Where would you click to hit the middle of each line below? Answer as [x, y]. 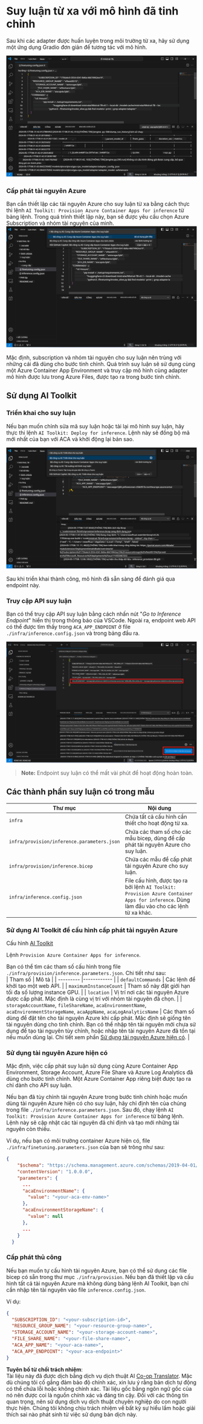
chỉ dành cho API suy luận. [39, 1085]
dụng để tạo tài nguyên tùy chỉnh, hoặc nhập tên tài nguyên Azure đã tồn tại [101, 1031]
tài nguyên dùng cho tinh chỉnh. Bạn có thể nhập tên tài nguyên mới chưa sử [101, 1024]
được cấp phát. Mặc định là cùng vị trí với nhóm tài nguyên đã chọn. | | [94, 999]
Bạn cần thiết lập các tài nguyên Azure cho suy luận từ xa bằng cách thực [98, 204]
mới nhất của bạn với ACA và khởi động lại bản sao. [70, 439]
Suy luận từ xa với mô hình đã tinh [92, 11]
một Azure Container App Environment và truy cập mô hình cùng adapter [97, 370]
